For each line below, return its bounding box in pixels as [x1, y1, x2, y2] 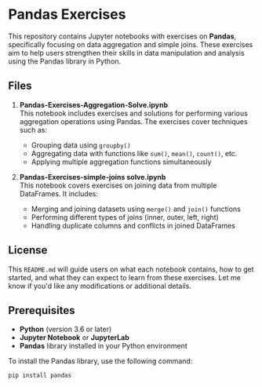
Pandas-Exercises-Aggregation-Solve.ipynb [19, 100, 169, 109]
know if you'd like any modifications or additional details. [8, 281, 192, 290]
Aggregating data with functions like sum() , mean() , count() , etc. [31, 148, 238, 158]
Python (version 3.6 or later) [19, 324, 112, 334]
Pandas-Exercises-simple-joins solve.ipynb [19, 172, 166, 181]
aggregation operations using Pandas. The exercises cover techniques [19, 116, 249, 126]
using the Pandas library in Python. [8, 57, 122, 66]
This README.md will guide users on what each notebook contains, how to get [8, 265, 254, 274]
